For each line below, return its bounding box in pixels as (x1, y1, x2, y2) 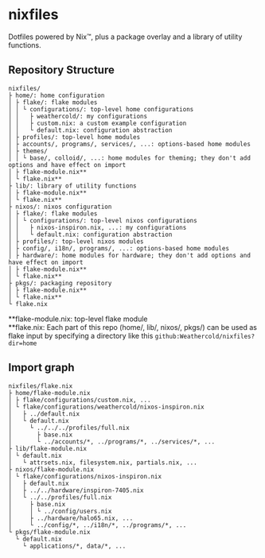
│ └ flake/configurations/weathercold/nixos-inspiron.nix (8, 403, 205, 411)
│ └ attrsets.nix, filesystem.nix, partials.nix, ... (8, 459, 197, 467)
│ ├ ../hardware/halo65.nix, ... (8, 514, 134, 522)
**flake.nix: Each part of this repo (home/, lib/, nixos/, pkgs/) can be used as (8, 322, 257, 331)
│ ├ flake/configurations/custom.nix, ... (8, 396, 151, 404)
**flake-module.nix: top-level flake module (8, 314, 148, 324)
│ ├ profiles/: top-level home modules (8, 133, 141, 141)
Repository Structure (8, 64, 115, 77)
